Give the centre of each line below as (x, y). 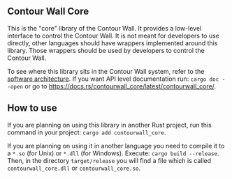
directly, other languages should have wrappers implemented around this (113, 43)
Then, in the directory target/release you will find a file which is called (109, 160)
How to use (32, 108)
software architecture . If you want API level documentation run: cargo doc (113, 79)
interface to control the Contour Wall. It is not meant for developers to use (114, 36)
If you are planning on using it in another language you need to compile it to (116, 146)
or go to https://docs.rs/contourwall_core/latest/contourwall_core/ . (120, 86)
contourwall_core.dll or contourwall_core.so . (74, 168)
